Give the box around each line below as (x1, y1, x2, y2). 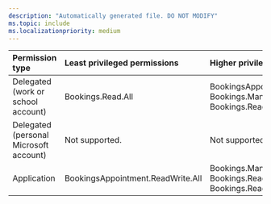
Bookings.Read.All (64, 91, 134, 102)
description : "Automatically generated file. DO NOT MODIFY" (8, 11, 219, 20)
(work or (12, 86, 45, 98)
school (12, 96, 39, 107)
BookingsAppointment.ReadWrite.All (64, 173, 202, 184)
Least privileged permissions (64, 57, 179, 69)
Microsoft (12, 139, 49, 151)
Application (12, 173, 56, 184)
